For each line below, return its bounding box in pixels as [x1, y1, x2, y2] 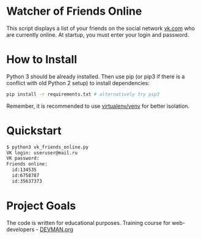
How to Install [6, 53, 78, 67]
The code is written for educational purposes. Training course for [6, 219, 171, 226]
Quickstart [6, 124, 62, 137]
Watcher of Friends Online [6, 4, 142, 18]
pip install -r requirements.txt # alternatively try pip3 [6, 91, 160, 97]
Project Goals [6, 199, 76, 213]
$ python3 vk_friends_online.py [6, 144, 89, 150]
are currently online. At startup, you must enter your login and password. [6, 31, 189, 38]
